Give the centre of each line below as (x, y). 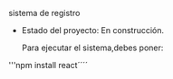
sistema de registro (44, 13)
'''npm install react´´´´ (48, 65)
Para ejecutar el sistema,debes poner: (92, 48)
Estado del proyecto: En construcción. (93, 30)
